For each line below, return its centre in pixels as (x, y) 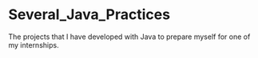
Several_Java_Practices (89, 15)
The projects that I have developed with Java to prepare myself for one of (129, 37)
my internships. (34, 44)
